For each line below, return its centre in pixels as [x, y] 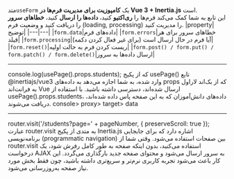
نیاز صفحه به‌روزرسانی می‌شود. [48, 168]
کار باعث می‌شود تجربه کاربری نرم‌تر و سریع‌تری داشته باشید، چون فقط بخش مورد [114, 160]
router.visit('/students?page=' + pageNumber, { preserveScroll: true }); [109, 123]
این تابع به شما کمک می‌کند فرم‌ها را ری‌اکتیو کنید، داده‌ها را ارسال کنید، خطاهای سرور [117, 17]
